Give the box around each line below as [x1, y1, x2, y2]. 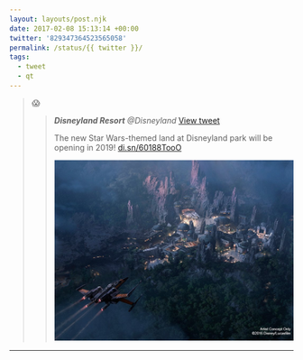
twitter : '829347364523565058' [9, 33, 127, 42]
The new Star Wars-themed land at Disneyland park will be [53, 132, 273, 143]
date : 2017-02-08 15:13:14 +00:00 [9, 23, 140, 33]
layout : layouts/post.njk [9, 14, 106, 23]
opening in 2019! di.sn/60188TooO [53, 142, 182, 152]
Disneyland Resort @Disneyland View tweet [53, 115, 221, 125]
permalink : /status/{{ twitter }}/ [9, 43, 143, 52]
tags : [9, 52, 30, 62]
